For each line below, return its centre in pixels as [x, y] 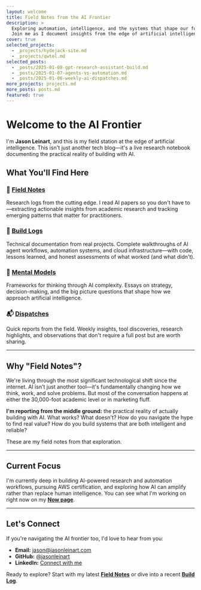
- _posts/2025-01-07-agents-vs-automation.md [69, 73]
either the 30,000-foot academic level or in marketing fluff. [79, 400]
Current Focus [33, 466]
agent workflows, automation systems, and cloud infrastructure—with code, [100, 250]
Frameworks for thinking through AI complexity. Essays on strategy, [89, 285]
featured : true [25, 95]
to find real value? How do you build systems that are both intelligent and [96, 424]
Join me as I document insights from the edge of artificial [89, 34]
